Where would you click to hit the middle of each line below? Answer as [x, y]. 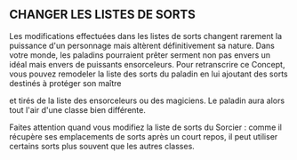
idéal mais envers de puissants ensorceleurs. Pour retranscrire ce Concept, [147, 64]
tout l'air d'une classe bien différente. [78, 109]
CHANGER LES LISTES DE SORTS [102, 15]
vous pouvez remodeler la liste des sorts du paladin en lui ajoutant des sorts [148, 74]
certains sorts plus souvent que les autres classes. [102, 146]
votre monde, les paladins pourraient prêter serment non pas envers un [140, 55]
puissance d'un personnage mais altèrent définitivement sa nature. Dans [142, 45]
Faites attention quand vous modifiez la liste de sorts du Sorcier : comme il [146, 127]
